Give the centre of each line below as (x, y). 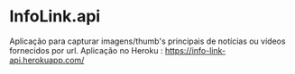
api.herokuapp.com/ (47, 60)
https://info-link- (195, 50)
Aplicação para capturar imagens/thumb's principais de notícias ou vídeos (147, 41)
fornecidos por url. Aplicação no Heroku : (86, 50)
